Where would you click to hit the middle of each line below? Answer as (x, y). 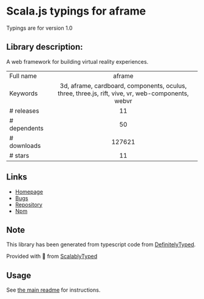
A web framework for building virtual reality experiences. (77, 61)
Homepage (29, 192)
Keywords (24, 93)
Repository (29, 204)
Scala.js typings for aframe (76, 11)
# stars (19, 155)
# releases (24, 110)
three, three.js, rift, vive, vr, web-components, (123, 93)
